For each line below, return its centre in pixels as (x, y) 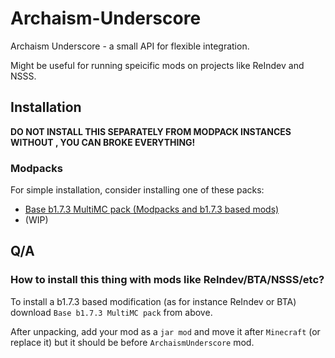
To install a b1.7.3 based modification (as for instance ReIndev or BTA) (153, 301)
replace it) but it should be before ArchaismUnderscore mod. (132, 342)
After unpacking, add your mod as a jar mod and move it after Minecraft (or (165, 331)
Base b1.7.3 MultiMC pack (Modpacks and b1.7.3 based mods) (152, 209)
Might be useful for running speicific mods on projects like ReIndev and (157, 65)
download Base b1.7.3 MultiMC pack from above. (111, 312)
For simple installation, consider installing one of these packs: (137, 190)
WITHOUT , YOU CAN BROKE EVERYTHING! (103, 142)
